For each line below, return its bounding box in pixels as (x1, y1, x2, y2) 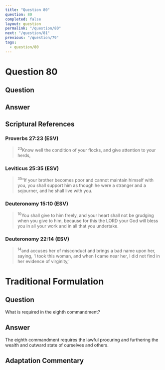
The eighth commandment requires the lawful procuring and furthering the (5, 336, 159, 342)
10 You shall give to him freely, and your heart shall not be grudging (17, 211, 154, 218)
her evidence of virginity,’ (17, 258, 70, 264)
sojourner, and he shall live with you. (17, 187, 93, 193)
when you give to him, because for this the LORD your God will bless (17, 217, 159, 223)
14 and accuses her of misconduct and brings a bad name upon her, (17, 247, 156, 253)
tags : (5, 40, 16, 45)
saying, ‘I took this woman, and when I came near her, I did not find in (17, 253, 161, 259)
